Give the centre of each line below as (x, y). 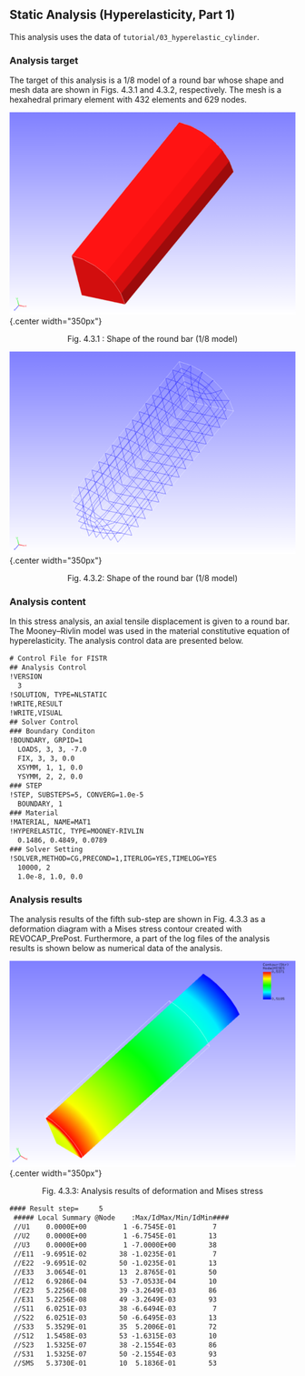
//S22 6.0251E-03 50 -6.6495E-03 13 (115, 1318)
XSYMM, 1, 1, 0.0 (50, 768)
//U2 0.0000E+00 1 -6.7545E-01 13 (115, 1236)
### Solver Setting (46, 849)
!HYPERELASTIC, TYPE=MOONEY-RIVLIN (77, 831)
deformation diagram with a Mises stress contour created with (126, 929)
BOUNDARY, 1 (40, 804)
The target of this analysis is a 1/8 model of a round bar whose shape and (147, 80)
